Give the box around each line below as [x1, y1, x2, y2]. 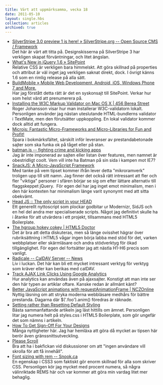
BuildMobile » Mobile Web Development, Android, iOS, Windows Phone [12, 80, 155, 86]
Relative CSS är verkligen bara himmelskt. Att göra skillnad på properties [12, 64, 158, 70]
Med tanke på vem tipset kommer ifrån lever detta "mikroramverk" [12, 168, 145, 174]
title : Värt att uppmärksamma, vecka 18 [5, 7, 88, 12]
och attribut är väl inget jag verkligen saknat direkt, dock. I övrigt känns [12, 70, 154, 75]
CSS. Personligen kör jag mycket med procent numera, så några [12, 364, 141, 370]
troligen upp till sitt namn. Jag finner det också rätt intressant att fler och [12, 173, 157, 179]
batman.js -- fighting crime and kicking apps [12, 147, 101, 153]
